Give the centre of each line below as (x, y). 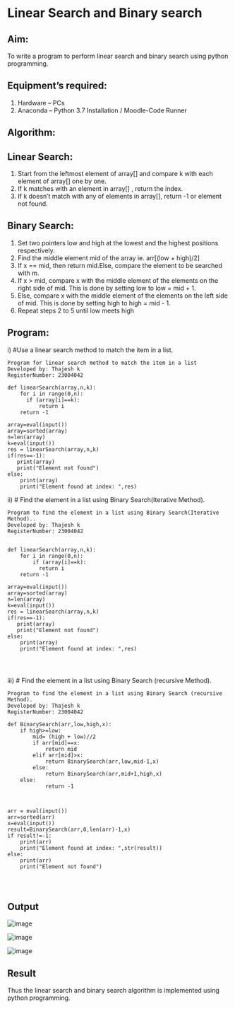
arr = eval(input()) (38, 811)
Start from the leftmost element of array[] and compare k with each (115, 174)
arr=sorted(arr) (31, 817)
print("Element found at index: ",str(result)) (91, 848)
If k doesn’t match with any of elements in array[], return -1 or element (120, 197)
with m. (28, 273)
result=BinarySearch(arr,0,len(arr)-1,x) (69, 829)
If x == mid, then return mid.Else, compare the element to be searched (120, 265)
